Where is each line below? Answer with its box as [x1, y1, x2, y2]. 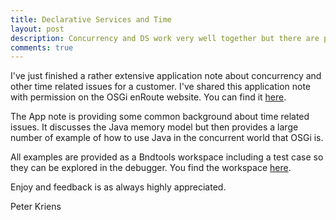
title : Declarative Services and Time [10, 14, 172, 25]
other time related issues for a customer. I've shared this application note [10, 81, 312, 93]
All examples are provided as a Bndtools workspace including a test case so [10, 151, 324, 163]
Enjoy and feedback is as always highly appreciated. [10, 181, 227, 193]
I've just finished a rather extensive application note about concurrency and [10, 70, 322, 82]
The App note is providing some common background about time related [10, 111, 310, 123]
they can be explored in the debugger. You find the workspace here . [10, 162, 292, 174]
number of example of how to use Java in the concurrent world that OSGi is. [10, 132, 324, 144]
